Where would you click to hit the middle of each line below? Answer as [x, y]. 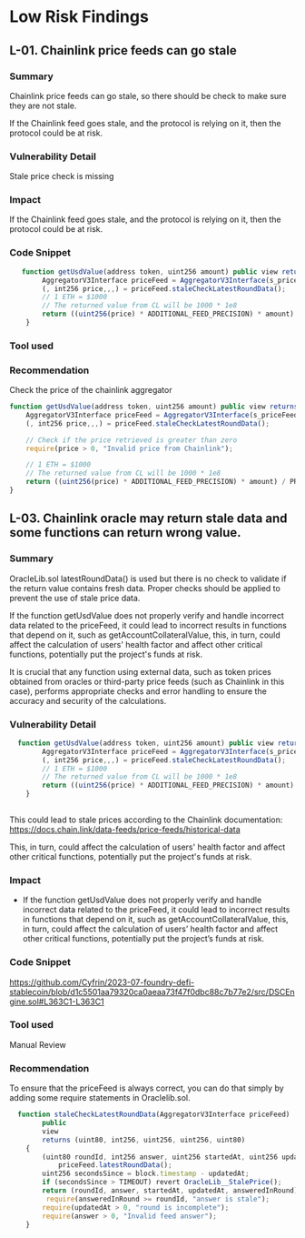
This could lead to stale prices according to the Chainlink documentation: [146, 820]
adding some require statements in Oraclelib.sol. [100, 1098]
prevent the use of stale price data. [75, 598]
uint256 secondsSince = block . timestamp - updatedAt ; [146, 1174]
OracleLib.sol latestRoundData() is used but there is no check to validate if [148, 579]
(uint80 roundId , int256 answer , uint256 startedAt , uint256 [160, 1157]
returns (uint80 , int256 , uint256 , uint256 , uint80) [144, 1140]
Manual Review [38, 1044]
